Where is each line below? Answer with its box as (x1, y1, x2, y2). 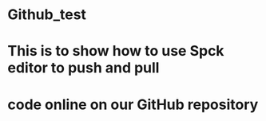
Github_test (7, 6, 87, 24)
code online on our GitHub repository (7, 96, 259, 113)
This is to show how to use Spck (7, 42, 224, 60)
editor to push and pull (7, 59, 160, 77)
